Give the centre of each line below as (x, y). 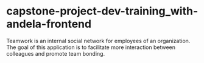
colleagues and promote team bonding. (56, 53)
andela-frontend (49, 24)
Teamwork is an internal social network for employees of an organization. (98, 41)
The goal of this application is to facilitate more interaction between (91, 47)
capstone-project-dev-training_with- (102, 11)
